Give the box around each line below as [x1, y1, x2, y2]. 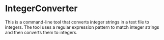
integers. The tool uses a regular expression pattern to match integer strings [5, 24, 160, 30]
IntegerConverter [5, 3, 78, 14]
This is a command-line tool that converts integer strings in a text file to [5, 19, 150, 25]
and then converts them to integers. [5, 29, 78, 35]
